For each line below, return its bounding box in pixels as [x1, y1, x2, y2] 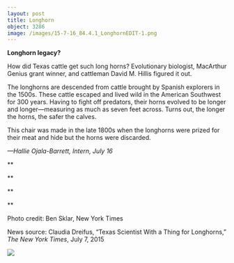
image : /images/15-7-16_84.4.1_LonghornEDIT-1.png [7, 29, 157, 37]
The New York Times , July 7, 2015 [7, 235, 104, 244]
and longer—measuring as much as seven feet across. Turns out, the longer [7, 105, 226, 113]
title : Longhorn [7, 17, 54, 24]
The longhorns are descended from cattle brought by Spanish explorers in [7, 83, 220, 91]
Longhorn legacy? [7, 49, 61, 57]
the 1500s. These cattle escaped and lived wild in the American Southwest [7, 90, 221, 99]
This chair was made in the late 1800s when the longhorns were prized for [7, 126, 220, 134]
